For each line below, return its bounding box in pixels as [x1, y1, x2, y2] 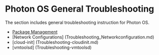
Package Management [12, 29, 58, 35]
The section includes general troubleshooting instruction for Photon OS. [5, 19, 150, 25]
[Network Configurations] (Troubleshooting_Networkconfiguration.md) [12, 34, 155, 40]
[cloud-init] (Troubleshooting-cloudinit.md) [12, 39, 99, 45]
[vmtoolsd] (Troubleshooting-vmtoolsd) [12, 44, 92, 50]
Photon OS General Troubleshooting [5, 3, 155, 15]
